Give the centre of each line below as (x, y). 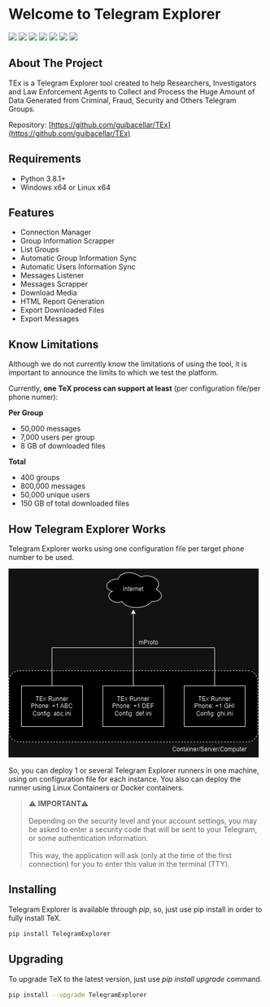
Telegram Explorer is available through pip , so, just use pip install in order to (135, 909)
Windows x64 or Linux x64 (65, 187)
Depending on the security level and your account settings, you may (143, 821)
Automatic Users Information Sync (78, 267)
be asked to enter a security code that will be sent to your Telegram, (143, 830)
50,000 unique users (55, 495)
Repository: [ (30, 125)
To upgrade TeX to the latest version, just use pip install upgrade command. (135, 979)
